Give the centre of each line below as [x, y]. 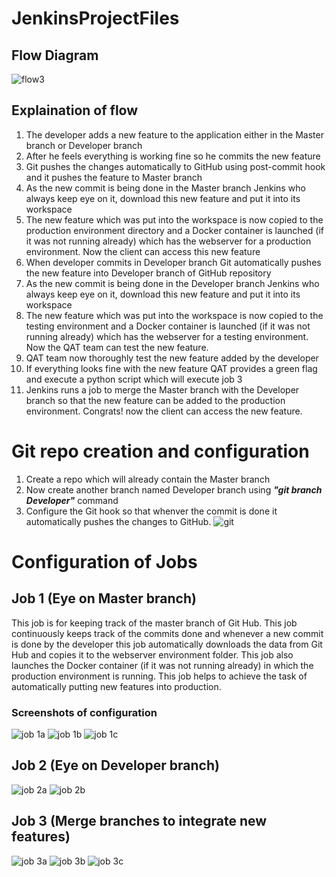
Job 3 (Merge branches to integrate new [139, 821]
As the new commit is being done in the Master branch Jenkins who [165, 188]
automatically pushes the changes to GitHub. [118, 521]
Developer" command [72, 500]
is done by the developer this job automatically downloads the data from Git [167, 644]
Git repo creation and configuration [160, 451]
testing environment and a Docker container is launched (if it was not [168, 326]
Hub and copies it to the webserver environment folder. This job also [152, 654]
